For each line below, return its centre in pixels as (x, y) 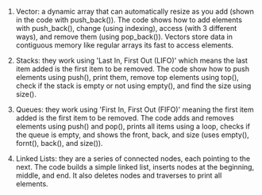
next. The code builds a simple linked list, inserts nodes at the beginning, (135, 167)
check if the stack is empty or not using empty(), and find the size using (133, 86)
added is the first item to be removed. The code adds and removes (125, 118)
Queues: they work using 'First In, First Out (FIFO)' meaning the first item (135, 109)
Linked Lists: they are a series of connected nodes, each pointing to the (133, 159)
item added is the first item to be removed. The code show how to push (133, 69)
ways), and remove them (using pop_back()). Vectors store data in (124, 36)
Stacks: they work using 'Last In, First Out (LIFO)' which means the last (132, 60)
